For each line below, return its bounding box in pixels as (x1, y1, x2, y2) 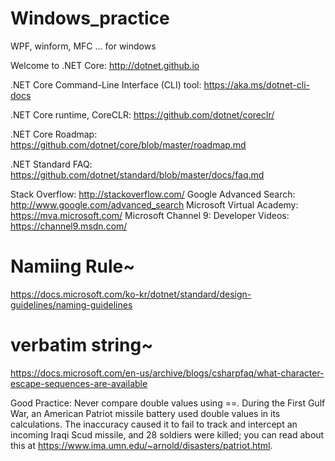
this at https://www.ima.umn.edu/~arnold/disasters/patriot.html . (10, 439, 273, 451)
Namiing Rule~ (10, 255, 136, 278)
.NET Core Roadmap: (10, 128, 98, 140)
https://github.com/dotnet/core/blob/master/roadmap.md (10, 138, 247, 151)
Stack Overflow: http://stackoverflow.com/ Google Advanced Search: (10, 188, 296, 200)
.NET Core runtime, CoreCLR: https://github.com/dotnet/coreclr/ (10, 108, 275, 121)
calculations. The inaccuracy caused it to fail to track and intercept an (10, 418, 298, 430)
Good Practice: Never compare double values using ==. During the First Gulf (10, 397, 326, 409)
